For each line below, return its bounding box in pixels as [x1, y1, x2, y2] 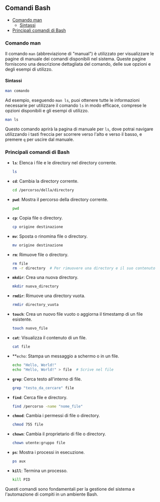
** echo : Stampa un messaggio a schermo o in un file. [12, 353, 119, 359]
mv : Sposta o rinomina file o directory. [12, 233, 88, 239]
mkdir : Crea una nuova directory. [12, 275, 79, 280]
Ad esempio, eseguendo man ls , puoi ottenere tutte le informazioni [5, 98, 140, 103]
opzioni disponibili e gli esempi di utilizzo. [5, 108, 89, 114]
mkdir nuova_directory [12, 284, 59, 289]
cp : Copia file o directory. [12, 215, 63, 221]
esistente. [12, 316, 32, 323]
